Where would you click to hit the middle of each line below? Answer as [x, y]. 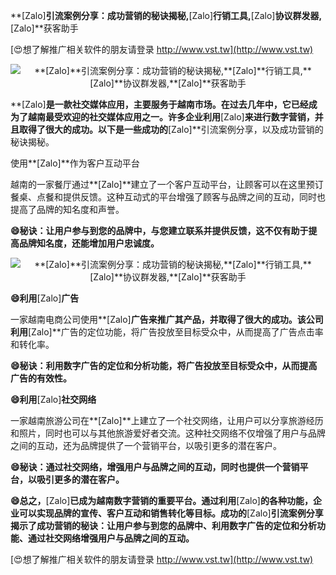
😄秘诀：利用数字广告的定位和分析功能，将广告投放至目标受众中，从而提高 [164, 365]
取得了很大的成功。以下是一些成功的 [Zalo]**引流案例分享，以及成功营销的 [171, 129]
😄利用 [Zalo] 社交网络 [53, 399]
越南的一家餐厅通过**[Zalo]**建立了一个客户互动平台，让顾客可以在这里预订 [167, 184]
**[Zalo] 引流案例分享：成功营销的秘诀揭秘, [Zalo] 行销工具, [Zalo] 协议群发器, [166, 15]
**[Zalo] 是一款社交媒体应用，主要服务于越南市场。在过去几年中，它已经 [159, 104]
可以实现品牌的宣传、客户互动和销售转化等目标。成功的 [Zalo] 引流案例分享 [171, 513]
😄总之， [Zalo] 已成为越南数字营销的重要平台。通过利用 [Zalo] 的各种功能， [161, 500]
